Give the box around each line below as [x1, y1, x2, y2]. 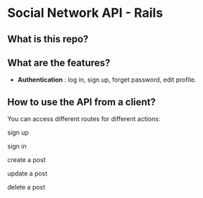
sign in [7, 142, 27, 151]
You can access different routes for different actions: [7, 115, 161, 123]
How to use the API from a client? [7, 96, 156, 108]
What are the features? [7, 56, 111, 68]
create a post [7, 156, 46, 164]
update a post [7, 169, 48, 178]
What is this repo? [7, 33, 89, 45]
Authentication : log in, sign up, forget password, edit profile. [17, 75, 197, 84]
